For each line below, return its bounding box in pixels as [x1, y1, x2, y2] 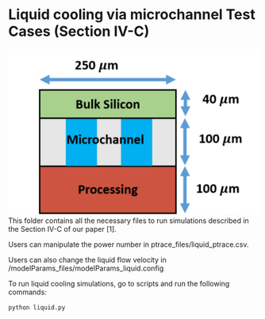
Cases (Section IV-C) [8, 22, 150, 40]
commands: [8, 287, 48, 297]
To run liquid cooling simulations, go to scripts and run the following [8, 279, 230, 289]
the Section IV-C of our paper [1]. [8, 225, 117, 234]
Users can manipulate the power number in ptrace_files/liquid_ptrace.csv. [8, 240, 249, 249]
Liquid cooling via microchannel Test [8, 6, 255, 24]
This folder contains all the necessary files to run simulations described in [8, 216, 250, 225]
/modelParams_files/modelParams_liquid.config [8, 263, 164, 273]
